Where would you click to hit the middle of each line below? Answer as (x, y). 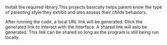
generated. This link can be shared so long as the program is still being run (82, 32)
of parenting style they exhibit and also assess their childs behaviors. (76, 12)
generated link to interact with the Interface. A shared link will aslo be (76, 27)
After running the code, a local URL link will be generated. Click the (74, 22)
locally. (12, 37)
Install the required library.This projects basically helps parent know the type (84, 7)
